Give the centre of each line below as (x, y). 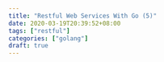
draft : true (28, 46)
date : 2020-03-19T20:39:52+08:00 (65, 23)
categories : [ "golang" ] (48, 38)
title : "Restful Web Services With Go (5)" (83, 16)
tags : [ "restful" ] (39, 31)
